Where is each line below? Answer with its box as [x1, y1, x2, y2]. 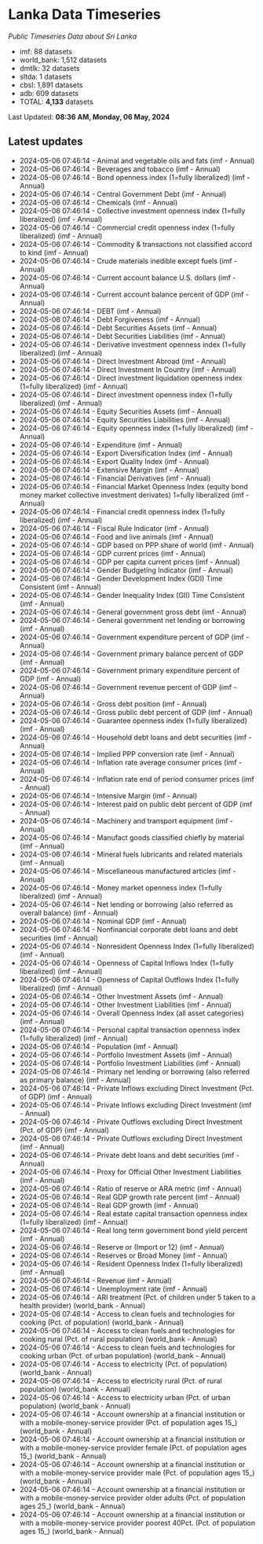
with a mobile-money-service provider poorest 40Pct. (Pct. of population [19, 1518, 256, 1527]
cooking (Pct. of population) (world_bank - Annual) [19, 1317, 184, 1327]
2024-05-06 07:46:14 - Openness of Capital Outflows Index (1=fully [19, 975, 239, 984]
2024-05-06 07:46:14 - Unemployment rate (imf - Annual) [19, 1284, 208, 1293]
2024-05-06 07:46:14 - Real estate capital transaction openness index [19, 1209, 248, 1218]
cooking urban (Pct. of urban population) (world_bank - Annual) [19, 1351, 226, 1360]
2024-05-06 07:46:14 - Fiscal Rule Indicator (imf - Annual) [19, 523, 210, 532]
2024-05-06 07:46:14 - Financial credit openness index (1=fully [19, 507, 225, 516]
